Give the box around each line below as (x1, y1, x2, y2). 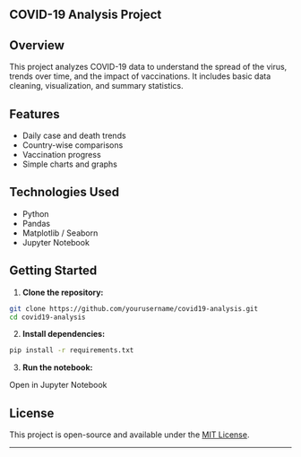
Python (21, 208, 49, 219)
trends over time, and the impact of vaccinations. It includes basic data (9, 71, 271, 82)
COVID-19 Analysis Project (9, 7, 162, 22)
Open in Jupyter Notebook (9, 380, 107, 391)
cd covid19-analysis (9, 313, 87, 322)
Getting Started (9, 263, 98, 279)
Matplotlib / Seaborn (21, 228, 99, 238)
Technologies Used (9, 185, 119, 200)
